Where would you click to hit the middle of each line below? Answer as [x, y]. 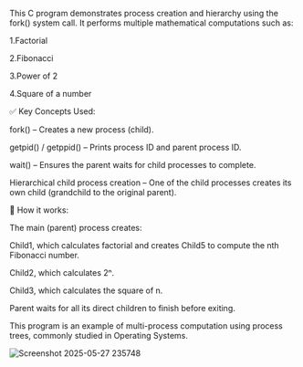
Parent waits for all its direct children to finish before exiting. [122, 308]
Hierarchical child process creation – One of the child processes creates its [151, 183]
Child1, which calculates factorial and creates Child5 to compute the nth [145, 245]
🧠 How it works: [39, 210]
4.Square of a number [51, 94]
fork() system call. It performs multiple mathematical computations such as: [151, 23]
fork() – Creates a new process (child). [82, 130]
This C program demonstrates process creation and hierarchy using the [144, 13]
